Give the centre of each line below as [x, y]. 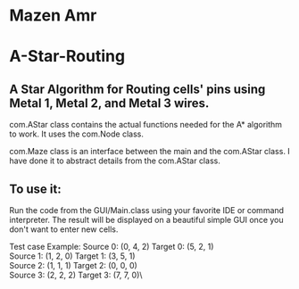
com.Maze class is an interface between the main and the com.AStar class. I [149, 152]
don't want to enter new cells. [64, 229]
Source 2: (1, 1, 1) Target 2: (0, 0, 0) [74, 265]
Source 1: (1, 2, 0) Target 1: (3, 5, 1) [72, 256]
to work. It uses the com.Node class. [77, 134]
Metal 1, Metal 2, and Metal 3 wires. [109, 103]
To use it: [35, 189]
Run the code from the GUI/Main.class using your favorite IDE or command [146, 210]
